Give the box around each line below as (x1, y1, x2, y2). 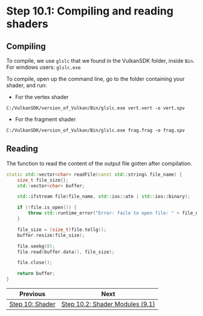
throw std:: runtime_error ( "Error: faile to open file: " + (28, 210, 180, 216)
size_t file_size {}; (17, 177, 69, 183)
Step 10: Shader (9, 300, 56, 309)
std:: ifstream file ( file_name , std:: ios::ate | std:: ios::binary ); (17, 193, 190, 200)
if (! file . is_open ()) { (17, 204, 77, 211)
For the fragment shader (14, 116, 76, 123)
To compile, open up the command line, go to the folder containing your (6, 76, 185, 82)
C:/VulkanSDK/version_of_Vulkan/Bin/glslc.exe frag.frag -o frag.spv (6, 127, 185, 134)
